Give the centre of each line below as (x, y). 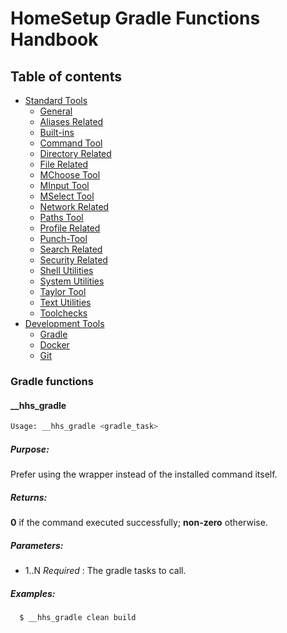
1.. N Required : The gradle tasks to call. (105, 570)
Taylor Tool (63, 291)
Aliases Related (71, 121)
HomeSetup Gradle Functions (135, 18)
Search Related (71, 249)
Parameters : (37, 545)
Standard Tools (56, 100)
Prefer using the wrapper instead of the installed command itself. (144, 474)
